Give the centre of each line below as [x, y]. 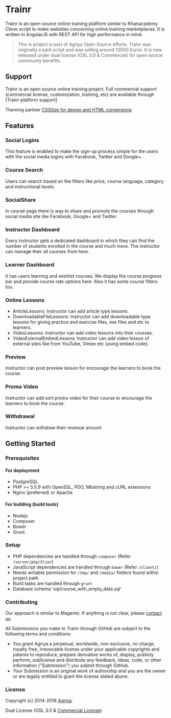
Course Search [24, 170]
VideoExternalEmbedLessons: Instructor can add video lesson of [81, 338]
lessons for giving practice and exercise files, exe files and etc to [81, 322]
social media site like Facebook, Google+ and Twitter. [61, 217]
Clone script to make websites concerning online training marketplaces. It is [85, 29]
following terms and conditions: [38, 634]
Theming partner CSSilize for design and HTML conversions [68, 110]
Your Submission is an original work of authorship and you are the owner [89, 671]
